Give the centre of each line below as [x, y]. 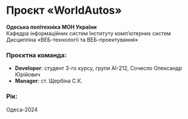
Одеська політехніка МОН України [52, 27]
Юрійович [27, 75]
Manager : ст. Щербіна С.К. [49, 81]
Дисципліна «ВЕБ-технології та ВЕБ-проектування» [72, 39]
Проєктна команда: [36, 55]
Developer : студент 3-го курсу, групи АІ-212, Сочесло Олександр [98, 68]
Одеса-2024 [22, 109]
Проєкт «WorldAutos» [64, 10]
